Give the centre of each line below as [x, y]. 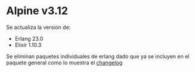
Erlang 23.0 [29, 38]
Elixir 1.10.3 [28, 45]
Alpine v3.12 [37, 11]
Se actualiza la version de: [38, 27]
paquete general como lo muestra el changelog [64, 63]
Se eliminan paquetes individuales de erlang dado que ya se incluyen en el [98, 56]
